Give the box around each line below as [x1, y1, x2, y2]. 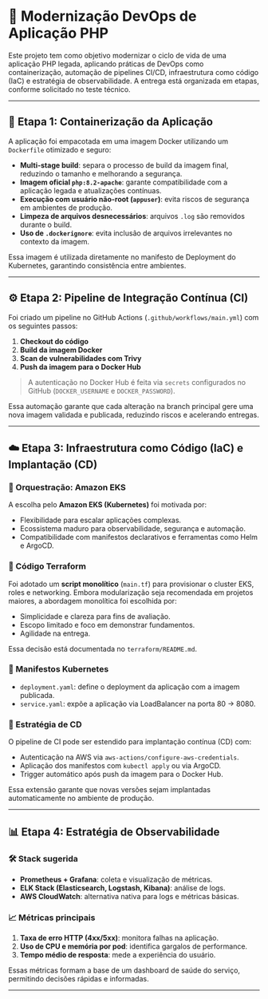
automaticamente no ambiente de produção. [8, 794, 154, 803]
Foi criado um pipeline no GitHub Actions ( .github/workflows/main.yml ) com [8, 312, 259, 322]
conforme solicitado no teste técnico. [8, 84, 131, 94]
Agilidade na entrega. [19, 628, 91, 638]
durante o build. [19, 220, 73, 229]
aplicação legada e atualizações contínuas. [19, 185, 162, 195]
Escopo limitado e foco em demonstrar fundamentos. [19, 620, 195, 629]
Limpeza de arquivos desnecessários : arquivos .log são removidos [19, 211, 246, 220]
